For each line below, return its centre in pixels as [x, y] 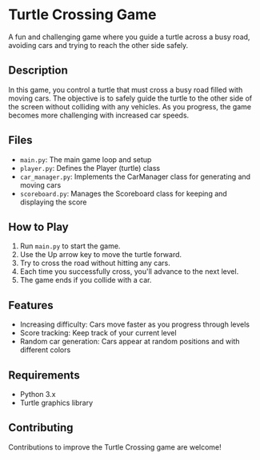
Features [31, 305]
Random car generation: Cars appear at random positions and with [130, 342]
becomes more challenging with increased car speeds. [99, 115]
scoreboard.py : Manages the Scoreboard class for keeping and [124, 193]
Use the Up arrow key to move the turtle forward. [101, 255]
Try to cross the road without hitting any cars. [95, 263]
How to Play [39, 226]
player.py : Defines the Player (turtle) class [90, 168]
